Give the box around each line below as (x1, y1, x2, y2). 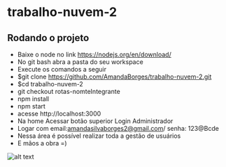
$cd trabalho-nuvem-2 (17, 80, 84, 88)
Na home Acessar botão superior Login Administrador (17, 117, 174, 125)
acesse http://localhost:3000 (17, 109, 101, 118)
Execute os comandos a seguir (17, 65, 107, 73)
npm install (17, 95, 50, 103)
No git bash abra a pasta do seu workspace (17, 58, 143, 66)
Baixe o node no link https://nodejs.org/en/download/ (17, 50, 171, 58)
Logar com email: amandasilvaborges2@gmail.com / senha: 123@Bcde (17, 125, 219, 132)
